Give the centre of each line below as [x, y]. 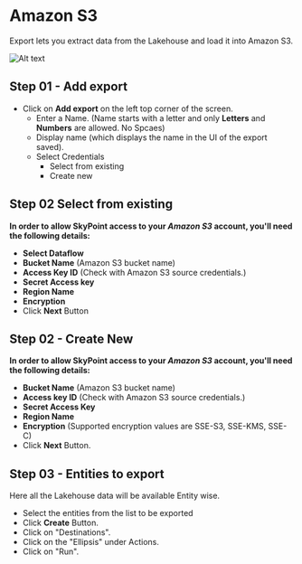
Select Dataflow [53, 253]
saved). [50, 146]
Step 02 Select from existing [91, 204]
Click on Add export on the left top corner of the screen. [127, 108]
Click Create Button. [61, 523]
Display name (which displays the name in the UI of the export [152, 137]
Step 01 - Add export [69, 87]
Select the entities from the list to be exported [108, 513]
